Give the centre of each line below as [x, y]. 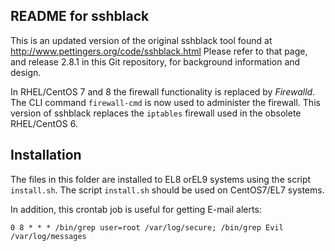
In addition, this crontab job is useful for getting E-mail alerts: [136, 209]
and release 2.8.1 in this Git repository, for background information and [155, 61]
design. [26, 72]
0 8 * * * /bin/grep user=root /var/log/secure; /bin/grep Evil [147, 227]
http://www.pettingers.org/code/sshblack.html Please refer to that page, [159, 51]
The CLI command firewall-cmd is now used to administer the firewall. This [165, 102]
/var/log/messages [48, 236]
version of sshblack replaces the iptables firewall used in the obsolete [156, 113]
